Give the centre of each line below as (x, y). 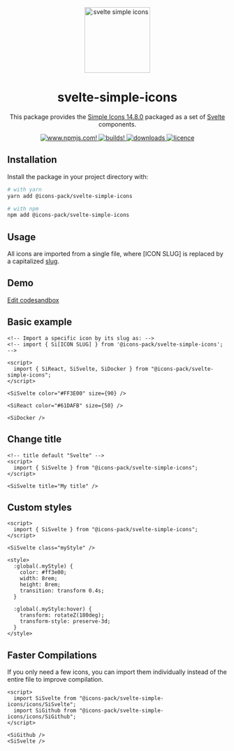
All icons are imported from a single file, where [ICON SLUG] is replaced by (115, 254)
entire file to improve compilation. (56, 680)
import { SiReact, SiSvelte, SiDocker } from (81, 369)
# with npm (23, 209)
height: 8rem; (40, 585)
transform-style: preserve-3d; (65, 622)
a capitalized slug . (33, 261)
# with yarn (24, 189)
